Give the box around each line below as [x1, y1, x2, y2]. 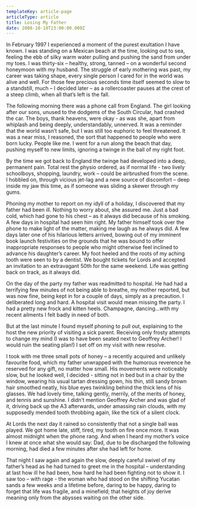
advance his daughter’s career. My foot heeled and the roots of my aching [6, 250, 185, 257]
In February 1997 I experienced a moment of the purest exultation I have [6, 41, 180, 48]
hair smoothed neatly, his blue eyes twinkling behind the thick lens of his [6, 384, 182, 391]
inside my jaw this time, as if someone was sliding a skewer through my [6, 183, 179, 190]
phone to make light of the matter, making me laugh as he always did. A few [6, 225, 189, 232]
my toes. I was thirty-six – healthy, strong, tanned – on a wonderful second [6, 60, 186, 67]
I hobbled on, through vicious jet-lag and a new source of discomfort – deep [6, 176, 190, 183]
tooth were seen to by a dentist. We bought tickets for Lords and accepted [6, 256, 186, 263]
